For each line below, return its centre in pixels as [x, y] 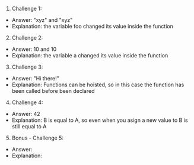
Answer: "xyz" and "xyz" [42, 20]
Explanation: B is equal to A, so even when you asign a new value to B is [100, 120]
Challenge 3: [27, 67]
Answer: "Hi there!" [35, 78]
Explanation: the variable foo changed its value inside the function [92, 26]
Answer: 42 [26, 114]
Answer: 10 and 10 [34, 49]
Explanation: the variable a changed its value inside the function [90, 55]
